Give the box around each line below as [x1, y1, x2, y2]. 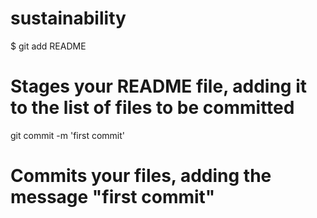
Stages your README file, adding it [10, 75, 307, 98]
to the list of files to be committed [10, 97, 295, 119]
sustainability [10, 7, 127, 30]
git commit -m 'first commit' [10, 129, 125, 141]
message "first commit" [10, 186, 216, 209]
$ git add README [10, 40, 87, 52]
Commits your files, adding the [10, 165, 272, 187]
